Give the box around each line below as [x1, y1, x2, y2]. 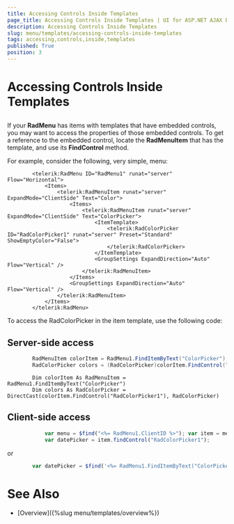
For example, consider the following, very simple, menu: [7, 157, 169, 166]
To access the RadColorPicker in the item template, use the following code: [7, 317, 223, 325]
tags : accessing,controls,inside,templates [7, 36, 136, 43]
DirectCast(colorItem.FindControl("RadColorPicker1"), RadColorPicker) [7, 392, 219, 400]
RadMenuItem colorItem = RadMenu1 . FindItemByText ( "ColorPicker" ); [32, 356, 229, 363]
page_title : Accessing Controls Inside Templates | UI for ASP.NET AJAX [7, 17, 223, 24]
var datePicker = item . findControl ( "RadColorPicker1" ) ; [44, 436, 210, 443]
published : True [7, 42, 54, 49]
